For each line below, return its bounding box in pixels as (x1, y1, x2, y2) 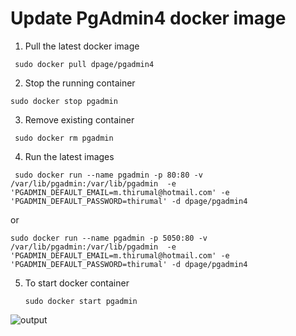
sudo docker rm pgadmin (14, 133, 114, 143)
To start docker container (24, 277, 130, 289)
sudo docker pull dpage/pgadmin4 (14, 59, 155, 69)
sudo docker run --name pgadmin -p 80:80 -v (14, 170, 203, 180)
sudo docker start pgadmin (24, 296, 138, 306)
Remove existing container (24, 113, 135, 126)
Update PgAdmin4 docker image (10, 7, 287, 30)
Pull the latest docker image (24, 40, 140, 52)
